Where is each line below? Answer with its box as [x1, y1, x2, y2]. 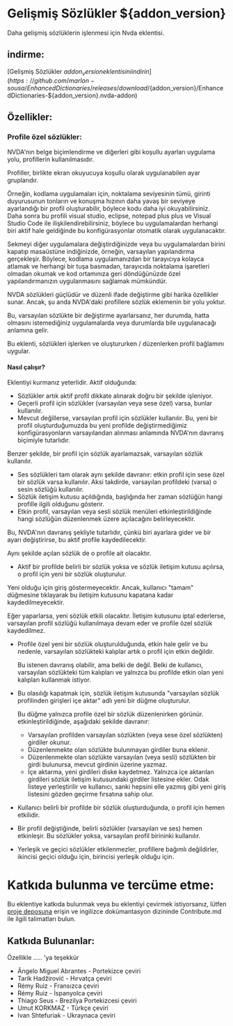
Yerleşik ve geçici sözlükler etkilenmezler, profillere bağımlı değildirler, [17, 845, 219, 853]
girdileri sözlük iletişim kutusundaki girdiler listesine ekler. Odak [27, 775, 209, 784]
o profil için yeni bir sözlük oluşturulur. [17, 570, 127, 579]
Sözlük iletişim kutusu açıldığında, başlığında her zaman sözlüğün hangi [17, 492, 223, 501]
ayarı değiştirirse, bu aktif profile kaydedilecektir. [7, 536, 147, 544]
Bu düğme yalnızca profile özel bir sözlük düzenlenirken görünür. [17, 710, 204, 719]
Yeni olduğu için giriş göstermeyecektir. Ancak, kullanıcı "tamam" [7, 584, 194, 592]
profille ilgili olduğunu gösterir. [17, 500, 104, 508]
